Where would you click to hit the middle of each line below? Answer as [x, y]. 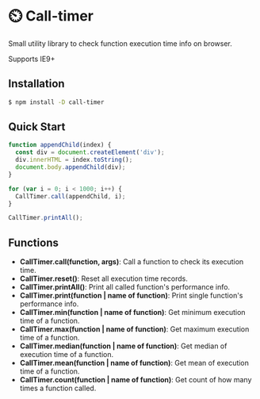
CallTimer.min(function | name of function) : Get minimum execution [132, 313]
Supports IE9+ [32, 59]
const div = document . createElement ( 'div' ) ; [90, 152]
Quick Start [37, 127]
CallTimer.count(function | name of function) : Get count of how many [136, 380]
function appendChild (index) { [60, 145]
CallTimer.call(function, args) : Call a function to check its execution [132, 262]
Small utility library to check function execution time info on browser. [120, 43]
